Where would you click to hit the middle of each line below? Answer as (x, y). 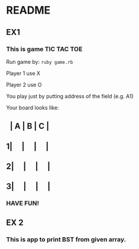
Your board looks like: (33, 108)
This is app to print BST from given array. (66, 239)
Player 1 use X (23, 73)
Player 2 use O (24, 85)
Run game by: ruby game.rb (40, 62)
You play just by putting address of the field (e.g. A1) (70, 96)
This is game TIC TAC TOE (44, 49)
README (28, 10)
